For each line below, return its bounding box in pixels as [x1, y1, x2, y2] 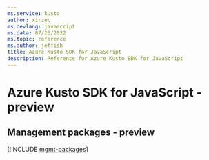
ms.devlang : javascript [7, 23, 76, 30]
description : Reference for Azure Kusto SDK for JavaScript [7, 55, 184, 62]
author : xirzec [7, 17, 51, 23]
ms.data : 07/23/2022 [7, 29, 67, 37]
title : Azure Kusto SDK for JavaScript [7, 49, 122, 56]
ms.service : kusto [7, 10, 60, 17]
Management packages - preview [7, 127, 155, 139]
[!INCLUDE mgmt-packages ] [7, 145, 88, 153]
